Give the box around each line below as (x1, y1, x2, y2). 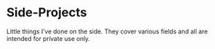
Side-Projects (6, 5, 87, 20)
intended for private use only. (6, 34, 91, 42)
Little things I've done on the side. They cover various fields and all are (6, 27, 208, 35)
